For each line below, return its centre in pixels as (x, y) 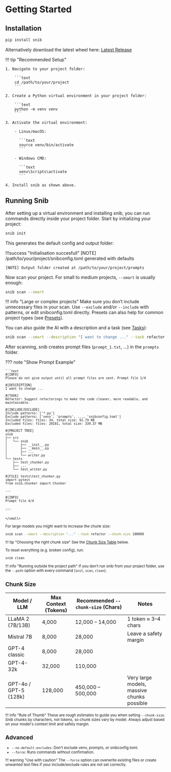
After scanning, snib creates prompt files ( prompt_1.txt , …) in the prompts (82, 347)
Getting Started (39, 9)
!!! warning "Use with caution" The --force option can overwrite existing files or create (81, 760)
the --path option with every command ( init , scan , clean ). (56, 571)
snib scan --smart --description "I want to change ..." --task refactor (85, 337)
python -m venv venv (36, 109)
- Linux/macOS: (31, 131)
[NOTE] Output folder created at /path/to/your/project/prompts (75, 268)
